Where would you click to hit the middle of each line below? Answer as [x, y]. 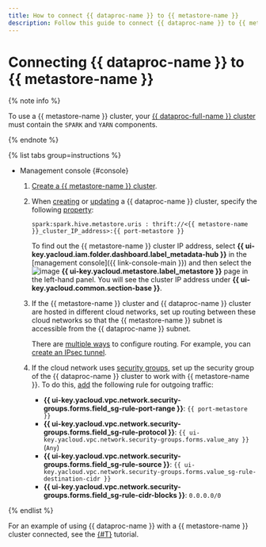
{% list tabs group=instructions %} [65, 155]
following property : [63, 210]
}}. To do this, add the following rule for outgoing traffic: [122, 384]
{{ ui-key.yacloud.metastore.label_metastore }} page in [155, 271]
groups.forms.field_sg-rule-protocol [105, 432]
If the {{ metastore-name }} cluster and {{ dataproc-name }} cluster [141, 304]
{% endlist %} [31, 511]
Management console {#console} [74, 170]
